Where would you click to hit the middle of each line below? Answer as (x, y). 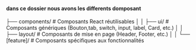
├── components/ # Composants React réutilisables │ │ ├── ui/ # (88, 21)
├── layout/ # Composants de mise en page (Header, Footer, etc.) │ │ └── (98, 34)
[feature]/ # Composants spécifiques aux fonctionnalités (75, 40)
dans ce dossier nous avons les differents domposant (74, 8)
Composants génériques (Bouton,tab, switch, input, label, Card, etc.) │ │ (95, 28)
